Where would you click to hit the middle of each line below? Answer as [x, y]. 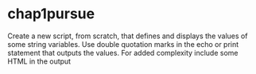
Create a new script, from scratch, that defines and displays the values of [128, 36]
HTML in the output [39, 61]
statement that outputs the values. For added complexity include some [123, 53]
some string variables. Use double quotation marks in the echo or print [123, 44]
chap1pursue [51, 14]
